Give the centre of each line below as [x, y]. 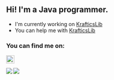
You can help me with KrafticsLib [55, 30]
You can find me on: [36, 46]
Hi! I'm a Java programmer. [57, 10]
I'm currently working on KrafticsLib [58, 24]
